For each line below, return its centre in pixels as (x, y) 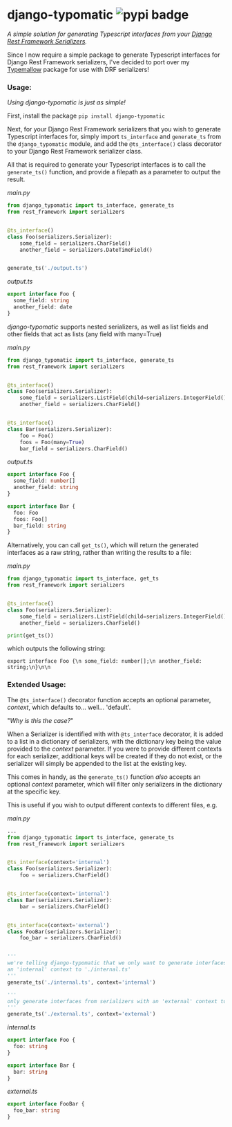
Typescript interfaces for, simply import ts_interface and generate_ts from (114, 137)
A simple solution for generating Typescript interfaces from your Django (110, 34)
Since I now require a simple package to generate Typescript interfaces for (114, 55)
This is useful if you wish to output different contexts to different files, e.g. (112, 805)
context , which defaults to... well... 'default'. (69, 707)
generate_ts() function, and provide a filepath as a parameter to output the (114, 172)
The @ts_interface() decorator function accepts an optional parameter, (109, 699)
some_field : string (41, 301)
